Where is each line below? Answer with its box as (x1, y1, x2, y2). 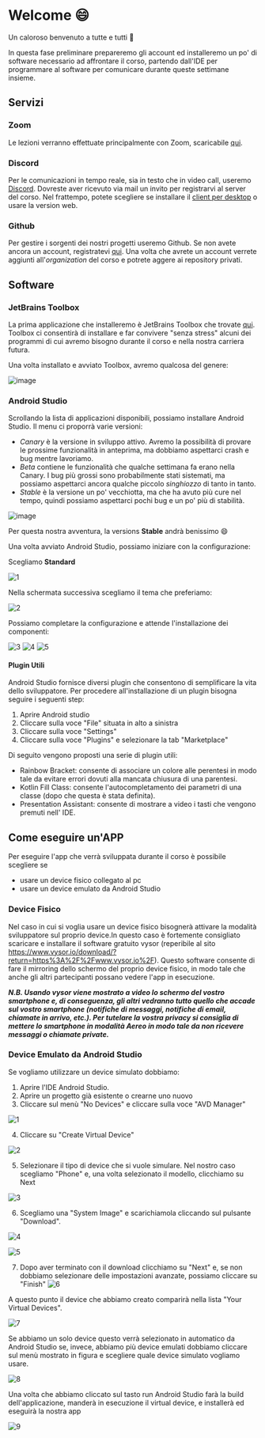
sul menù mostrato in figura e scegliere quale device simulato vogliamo (8, 1350, 240, 1360)
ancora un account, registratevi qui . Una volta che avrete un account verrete (8, 247, 257, 256)
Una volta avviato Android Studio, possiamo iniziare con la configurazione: (8, 542, 251, 551)
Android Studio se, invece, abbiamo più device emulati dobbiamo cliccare (8, 1342, 248, 1351)
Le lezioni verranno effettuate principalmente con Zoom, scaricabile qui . (8, 138, 243, 147)
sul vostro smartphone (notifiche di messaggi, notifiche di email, (8, 1004, 227, 1014)
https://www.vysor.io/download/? (8, 947, 117, 956)
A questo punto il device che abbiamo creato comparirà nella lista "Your (8, 1294, 243, 1304)
